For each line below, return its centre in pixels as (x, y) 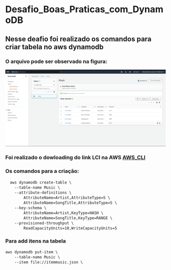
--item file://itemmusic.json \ (49, 262)
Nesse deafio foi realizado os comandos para (78, 39)
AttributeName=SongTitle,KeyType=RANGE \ (68, 218)
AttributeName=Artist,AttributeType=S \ (67, 198)
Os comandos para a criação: (42, 171)
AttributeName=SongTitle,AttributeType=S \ (70, 203)
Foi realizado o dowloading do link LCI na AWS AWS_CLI (76, 158)
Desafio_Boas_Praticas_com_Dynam (84, 9)
